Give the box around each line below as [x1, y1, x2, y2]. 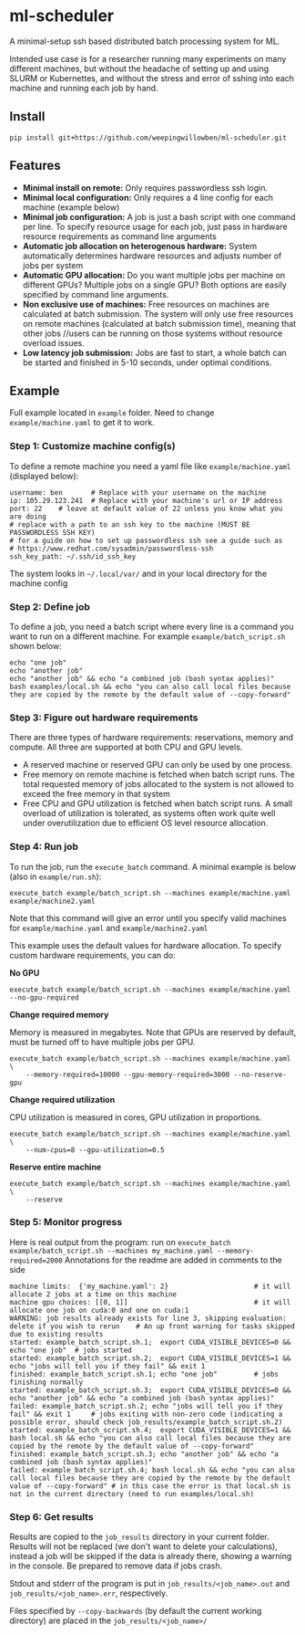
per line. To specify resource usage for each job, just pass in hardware [22, 221, 289, 232]
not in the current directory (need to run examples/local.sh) [9, 1489, 255, 1498]
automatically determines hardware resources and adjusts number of [22, 250, 282, 261]
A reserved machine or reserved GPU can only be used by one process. [22, 760, 293, 770]
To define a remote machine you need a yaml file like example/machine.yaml [9, 460, 291, 471]
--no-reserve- [233, 1070, 287, 1079]
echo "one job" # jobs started [9, 1346, 132, 1355]
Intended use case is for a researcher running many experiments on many [9, 53, 287, 64]
